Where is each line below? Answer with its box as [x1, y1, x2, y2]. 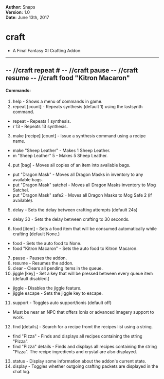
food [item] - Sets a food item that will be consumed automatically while [12, 226, 157, 231]
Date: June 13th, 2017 [5, 15, 49, 20]
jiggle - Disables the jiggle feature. [12, 285, 82, 291]
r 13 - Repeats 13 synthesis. [12, 123, 68, 129]
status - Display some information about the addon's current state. [12, 358, 146, 364]
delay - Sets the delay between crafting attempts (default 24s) [12, 207, 138, 212]
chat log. [12, 368, 31, 374]
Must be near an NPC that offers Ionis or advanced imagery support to [12, 309, 154, 315]
